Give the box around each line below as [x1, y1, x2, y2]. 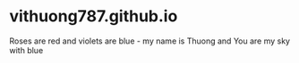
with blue [9, 44, 44, 55]
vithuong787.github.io [9, 6, 178, 27]
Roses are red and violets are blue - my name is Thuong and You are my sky [9, 35, 291, 46]
